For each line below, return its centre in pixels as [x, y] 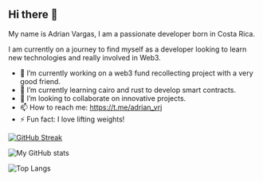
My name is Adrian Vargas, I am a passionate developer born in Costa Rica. [131, 33]
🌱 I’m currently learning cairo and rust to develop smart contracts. [128, 90]
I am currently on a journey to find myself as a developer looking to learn [128, 49]
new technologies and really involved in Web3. [84, 57]
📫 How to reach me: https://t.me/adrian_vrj [91, 107]
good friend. [40, 81]
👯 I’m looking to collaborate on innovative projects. [103, 98]
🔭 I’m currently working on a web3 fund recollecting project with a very [136, 73]
